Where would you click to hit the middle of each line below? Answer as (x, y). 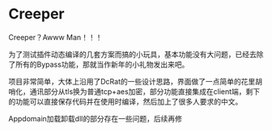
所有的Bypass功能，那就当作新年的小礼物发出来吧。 (102, 64)
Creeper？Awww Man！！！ (55, 37)
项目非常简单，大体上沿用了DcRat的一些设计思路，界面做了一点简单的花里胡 (136, 81)
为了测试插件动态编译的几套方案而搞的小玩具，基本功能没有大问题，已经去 (132, 54)
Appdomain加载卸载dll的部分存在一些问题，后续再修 (95, 118)
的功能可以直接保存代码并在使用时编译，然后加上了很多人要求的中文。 (125, 101)
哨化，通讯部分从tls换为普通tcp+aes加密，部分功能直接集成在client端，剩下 (134, 91)
